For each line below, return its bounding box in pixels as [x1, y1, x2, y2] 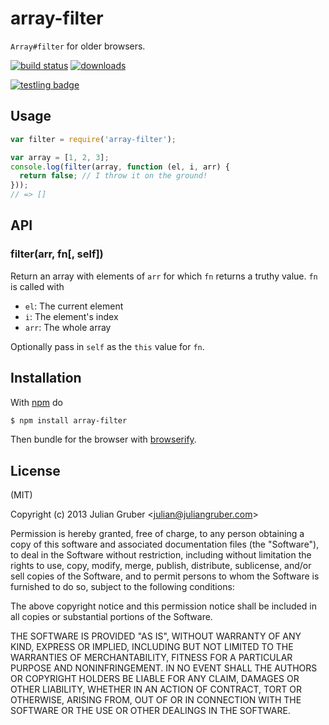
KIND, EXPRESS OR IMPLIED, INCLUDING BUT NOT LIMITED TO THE [10, 641, 294, 653]
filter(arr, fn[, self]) [10, 247, 104, 261]
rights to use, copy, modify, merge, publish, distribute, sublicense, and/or [10, 560, 312, 572]
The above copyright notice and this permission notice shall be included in [10, 600, 317, 612]
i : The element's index [24, 310, 119, 322]
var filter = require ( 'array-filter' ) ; [10, 134, 177, 144]
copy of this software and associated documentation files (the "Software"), [10, 538, 320, 551]
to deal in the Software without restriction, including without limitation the [10, 549, 312, 561]
